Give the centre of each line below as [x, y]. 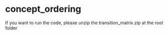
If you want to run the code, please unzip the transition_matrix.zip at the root [84, 23]
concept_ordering [43, 9]
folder [11, 28]
